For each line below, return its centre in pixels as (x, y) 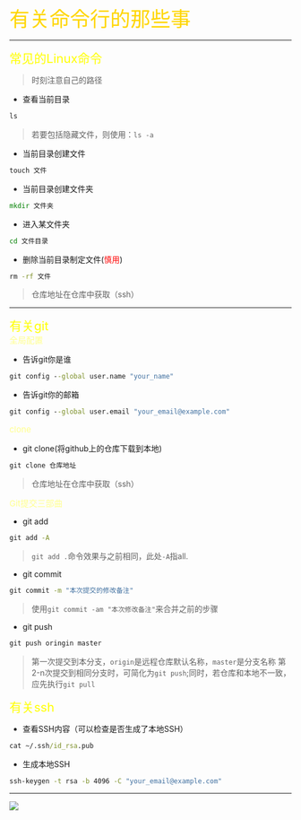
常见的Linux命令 (56, 59)
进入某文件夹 (46, 224)
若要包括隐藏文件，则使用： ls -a (92, 134)
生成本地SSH (46, 763)
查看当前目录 (46, 99)
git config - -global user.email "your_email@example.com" (120, 412)
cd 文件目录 (29, 241)
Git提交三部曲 (36, 503)
